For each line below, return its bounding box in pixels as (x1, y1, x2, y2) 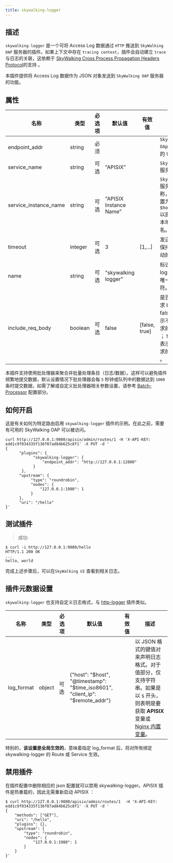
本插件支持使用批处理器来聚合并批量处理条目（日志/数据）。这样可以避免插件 (5, 370, 167, 376)
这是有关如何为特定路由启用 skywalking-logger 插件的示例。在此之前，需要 (5, 420, 165, 427)
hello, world (5, 558, 33, 563)
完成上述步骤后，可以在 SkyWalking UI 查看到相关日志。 (5, 568, 123, 574)
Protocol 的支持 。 (5, 62, 43, 68)
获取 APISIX (134, 707, 164, 714)
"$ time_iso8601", (70, 684, 113, 691)
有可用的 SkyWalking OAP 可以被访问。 (5, 427, 89, 433)
